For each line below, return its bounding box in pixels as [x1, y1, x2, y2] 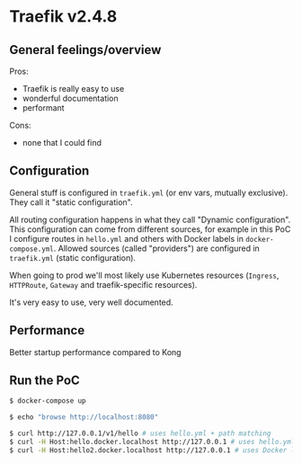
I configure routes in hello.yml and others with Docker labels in [9, 233, 244, 244]
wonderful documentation [22, 93, 119, 103]
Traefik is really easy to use [22, 84, 125, 94]
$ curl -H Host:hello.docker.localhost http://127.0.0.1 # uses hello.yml [9, 438, 296, 447]
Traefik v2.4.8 [9, 6, 118, 27]
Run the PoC [9, 373, 81, 388]
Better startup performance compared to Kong [9, 346, 182, 357]
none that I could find [22, 138, 102, 147]
